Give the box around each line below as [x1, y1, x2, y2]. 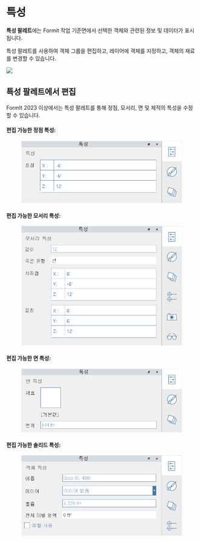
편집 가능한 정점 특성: [6, 127, 56, 134]
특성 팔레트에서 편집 [6, 87, 76, 97]
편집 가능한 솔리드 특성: [6, 441, 61, 449]
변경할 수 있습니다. [12, 55, 56, 62]
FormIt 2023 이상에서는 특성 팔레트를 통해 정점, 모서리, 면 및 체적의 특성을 [6, 104, 182, 111]
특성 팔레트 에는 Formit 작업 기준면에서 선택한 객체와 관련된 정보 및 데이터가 [6, 27, 183, 34]
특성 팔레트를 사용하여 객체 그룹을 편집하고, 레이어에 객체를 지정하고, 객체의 [6, 47, 184, 55]
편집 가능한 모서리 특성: [6, 212, 61, 219]
